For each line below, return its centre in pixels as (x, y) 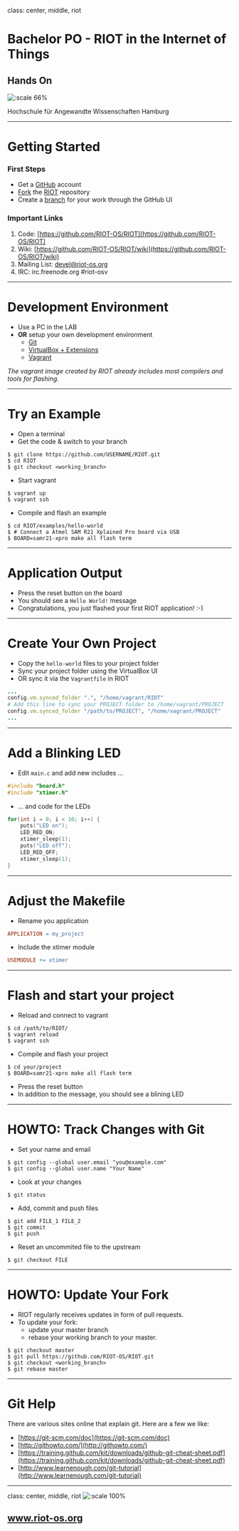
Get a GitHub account (49, 185)
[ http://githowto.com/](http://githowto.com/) (83, 1445)
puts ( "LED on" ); (44, 826)
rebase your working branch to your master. (93, 1337)
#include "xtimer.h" (38, 793)
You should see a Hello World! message (77, 600)
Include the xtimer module (56, 947)
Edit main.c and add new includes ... (70, 773)
